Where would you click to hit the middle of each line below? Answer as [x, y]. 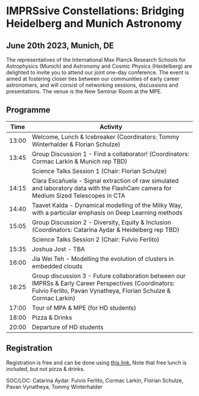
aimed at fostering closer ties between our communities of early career [93, 79]
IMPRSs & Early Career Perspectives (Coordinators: [103, 283]
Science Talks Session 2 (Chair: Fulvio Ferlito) [96, 239]
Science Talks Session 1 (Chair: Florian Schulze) [99, 171]
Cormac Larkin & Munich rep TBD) [80, 161]
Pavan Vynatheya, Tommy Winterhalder [54, 386]
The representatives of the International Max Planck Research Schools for [96, 60]
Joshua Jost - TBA [58, 249]
